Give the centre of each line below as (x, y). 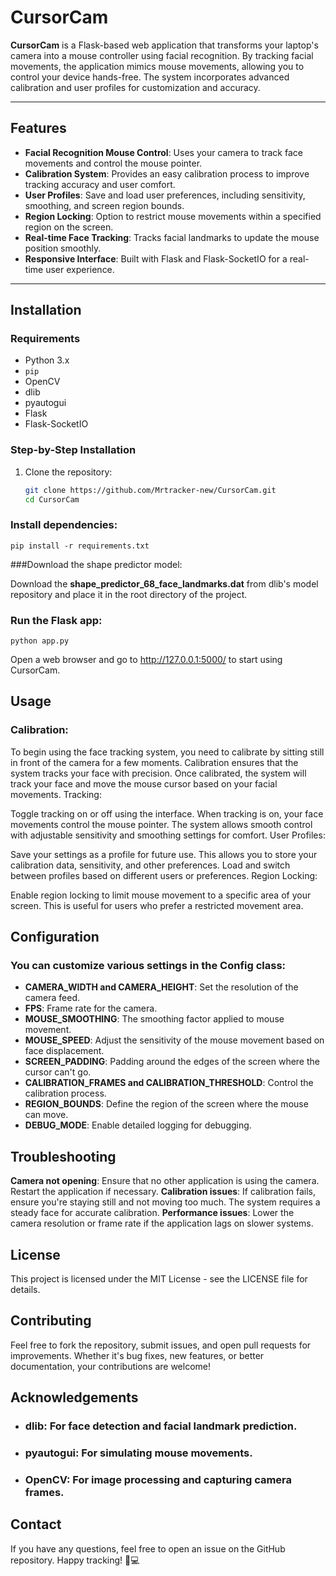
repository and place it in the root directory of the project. (129, 594)
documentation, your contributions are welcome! (110, 1366)
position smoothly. (63, 248)
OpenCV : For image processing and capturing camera (158, 1480)
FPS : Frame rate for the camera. (91, 1008)
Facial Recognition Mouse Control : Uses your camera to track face (163, 152)
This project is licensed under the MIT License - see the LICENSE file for (159, 1279)
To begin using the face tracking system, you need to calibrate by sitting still (167, 752)
